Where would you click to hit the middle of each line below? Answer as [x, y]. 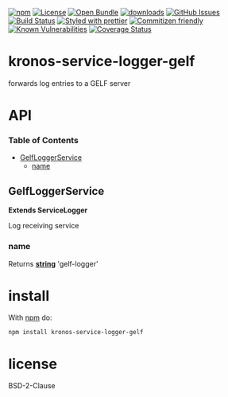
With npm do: [31, 317]
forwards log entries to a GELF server [70, 83]
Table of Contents [44, 141]
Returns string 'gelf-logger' [53, 263]
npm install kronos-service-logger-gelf [76, 333]
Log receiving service [44, 226]
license [33, 364]
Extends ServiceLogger [48, 210]
